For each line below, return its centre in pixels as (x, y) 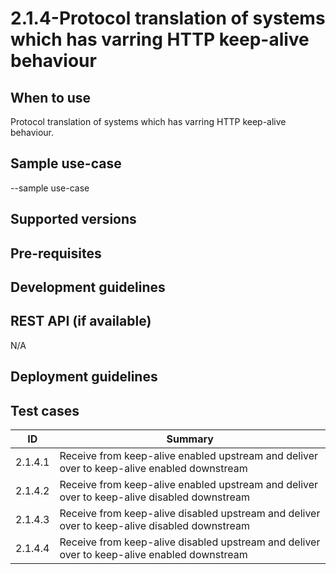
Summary (190, 439)
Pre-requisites (56, 253)
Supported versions (73, 219)
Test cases (45, 410)
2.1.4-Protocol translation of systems (168, 18)
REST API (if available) (81, 321)
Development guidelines (88, 287)
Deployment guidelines (84, 377)
